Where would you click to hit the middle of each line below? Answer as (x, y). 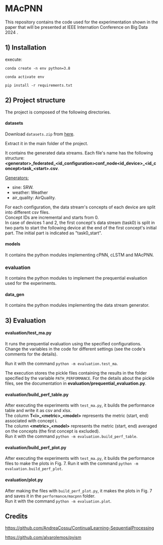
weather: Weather (30, 192)
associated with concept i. (31, 421)
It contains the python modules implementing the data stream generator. (77, 305)
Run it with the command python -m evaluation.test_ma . (62, 364)
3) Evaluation (25, 320)
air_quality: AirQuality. (34, 197)
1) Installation (26, 47)
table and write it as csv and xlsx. (38, 411)
